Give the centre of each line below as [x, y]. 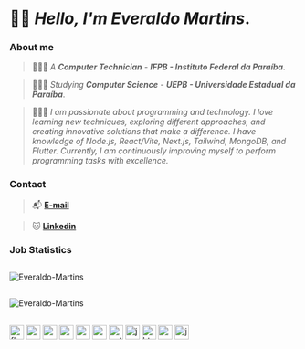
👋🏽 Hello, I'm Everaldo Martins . [130, 19]
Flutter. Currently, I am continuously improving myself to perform [154, 151]
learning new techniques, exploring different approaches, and [148, 122]
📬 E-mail [51, 205]
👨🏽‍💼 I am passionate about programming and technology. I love [152, 112]
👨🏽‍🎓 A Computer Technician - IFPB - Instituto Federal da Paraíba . [158, 67]
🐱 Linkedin [54, 226]
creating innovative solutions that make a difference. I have [144, 132]
